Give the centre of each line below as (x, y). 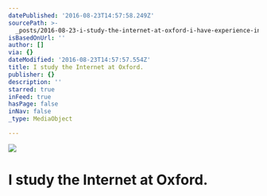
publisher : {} (32, 75)
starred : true (32, 89)
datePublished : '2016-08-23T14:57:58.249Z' (81, 15)
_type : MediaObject (41, 119)
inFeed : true (30, 97)
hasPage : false (33, 104)
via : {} (21, 52)
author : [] (26, 45)
